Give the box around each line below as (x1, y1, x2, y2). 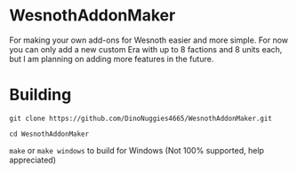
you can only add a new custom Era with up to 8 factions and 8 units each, (9, 43, 283, 54)
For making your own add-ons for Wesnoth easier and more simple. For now (9, 35, 289, 45)
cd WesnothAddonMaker (9, 130, 90, 138)
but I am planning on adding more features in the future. (9, 53, 214, 64)
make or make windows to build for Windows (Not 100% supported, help (9, 145, 265, 155)
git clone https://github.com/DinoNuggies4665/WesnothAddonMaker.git (9, 114, 273, 123)
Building (9, 85, 72, 105)
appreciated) (9, 154, 56, 165)
